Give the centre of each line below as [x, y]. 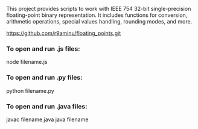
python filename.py [30, 90]
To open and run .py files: [44, 78]
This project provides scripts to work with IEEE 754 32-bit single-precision [99, 9]
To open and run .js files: [43, 49]
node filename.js [27, 62]
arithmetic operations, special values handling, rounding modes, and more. [99, 21]
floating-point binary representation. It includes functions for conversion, [97, 15]
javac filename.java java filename [47, 119]
